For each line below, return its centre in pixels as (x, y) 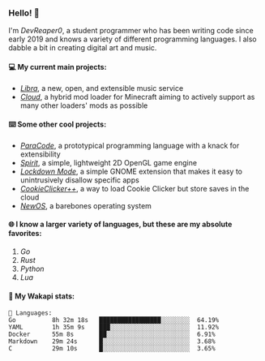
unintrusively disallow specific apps (79, 180)
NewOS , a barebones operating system (86, 205)
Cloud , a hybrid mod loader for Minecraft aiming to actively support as (137, 97)
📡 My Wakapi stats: (42, 296)
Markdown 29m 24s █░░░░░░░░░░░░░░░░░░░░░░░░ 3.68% (112, 342)
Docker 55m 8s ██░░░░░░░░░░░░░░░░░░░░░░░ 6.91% (112, 335)
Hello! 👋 (24, 13)
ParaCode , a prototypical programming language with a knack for (130, 145)
